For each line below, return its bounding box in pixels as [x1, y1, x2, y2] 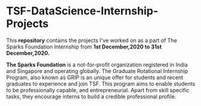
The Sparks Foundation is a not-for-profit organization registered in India [6, 61, 188, 68]
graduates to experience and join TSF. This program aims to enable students [6, 80, 196, 87]
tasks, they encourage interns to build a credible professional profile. [6, 93, 176, 100]
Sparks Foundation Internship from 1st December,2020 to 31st [6, 43, 162, 50]
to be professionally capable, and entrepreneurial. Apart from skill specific [6, 86, 190, 93]
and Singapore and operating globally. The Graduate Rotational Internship [6, 67, 188, 74]
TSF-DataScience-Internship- [6, 4, 158, 18]
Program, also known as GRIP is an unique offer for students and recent [6, 74, 184, 81]
